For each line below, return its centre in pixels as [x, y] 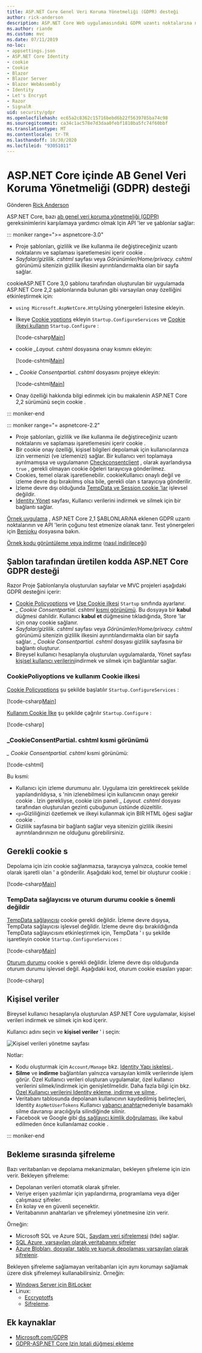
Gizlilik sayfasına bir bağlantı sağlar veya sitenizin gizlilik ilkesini [94, 826]
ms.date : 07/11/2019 [33, 40]
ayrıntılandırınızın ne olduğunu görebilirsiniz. [70, 833]
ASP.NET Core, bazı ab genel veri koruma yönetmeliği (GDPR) [83, 216]
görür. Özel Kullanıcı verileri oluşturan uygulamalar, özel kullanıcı [95, 1079]
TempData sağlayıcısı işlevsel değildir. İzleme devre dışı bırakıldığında [93, 927]
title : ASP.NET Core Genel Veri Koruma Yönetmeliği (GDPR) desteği [93, 12]
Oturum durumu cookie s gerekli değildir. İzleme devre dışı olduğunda [93, 963]
